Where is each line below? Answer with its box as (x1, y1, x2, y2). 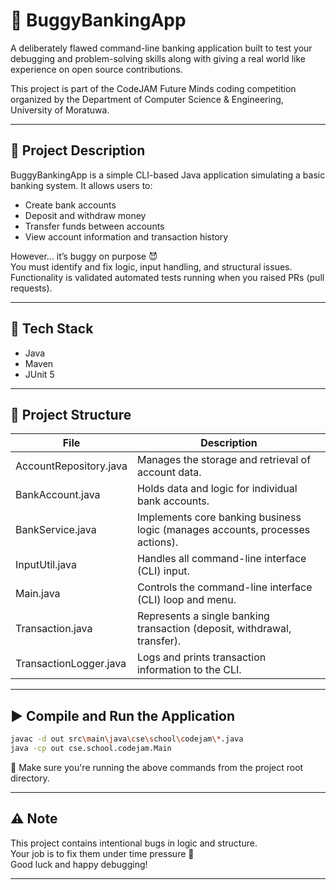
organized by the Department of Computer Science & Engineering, (10, 93, 284, 105)
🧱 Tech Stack (10, 320, 94, 338)
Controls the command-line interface (136, 580, 313, 594)
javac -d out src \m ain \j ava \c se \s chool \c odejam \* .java (10, 734, 244, 744)
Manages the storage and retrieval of (136, 453, 312, 467)
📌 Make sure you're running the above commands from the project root (10, 761, 304, 773)
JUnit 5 (24, 368, 55, 380)
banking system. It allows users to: (10, 179, 153, 191)
